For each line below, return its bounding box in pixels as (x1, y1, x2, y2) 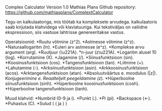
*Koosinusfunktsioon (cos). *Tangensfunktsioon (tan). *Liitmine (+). (5, 60, 145, 65)
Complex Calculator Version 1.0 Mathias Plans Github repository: (5, 4, 136, 10)
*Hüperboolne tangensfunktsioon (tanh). (5, 86, 89, 91)
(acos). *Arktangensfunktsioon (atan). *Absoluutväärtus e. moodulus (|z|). (5, 70, 157, 76)
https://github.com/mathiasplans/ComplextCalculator (5, 9, 114, 15)
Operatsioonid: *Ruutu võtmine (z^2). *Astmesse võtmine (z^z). (5, 39, 135, 45)
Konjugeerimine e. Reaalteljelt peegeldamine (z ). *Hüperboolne (5, 76, 135, 81)
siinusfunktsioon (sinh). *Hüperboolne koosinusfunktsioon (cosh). (5, 81, 140, 86)
